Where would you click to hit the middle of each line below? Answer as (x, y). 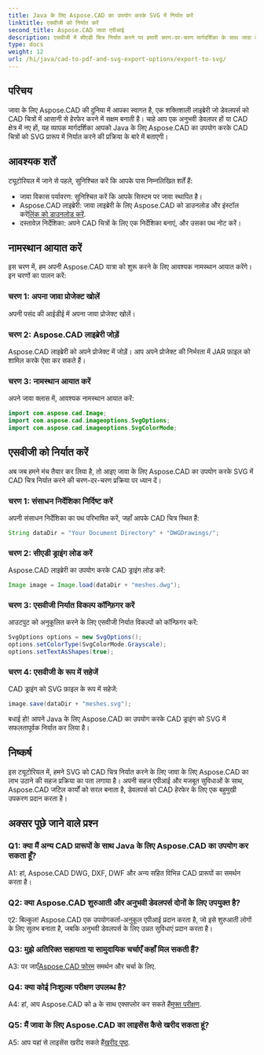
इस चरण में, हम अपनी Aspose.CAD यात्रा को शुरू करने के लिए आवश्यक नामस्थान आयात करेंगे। (130, 267)
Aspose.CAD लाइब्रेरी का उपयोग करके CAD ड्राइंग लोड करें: (87, 570)
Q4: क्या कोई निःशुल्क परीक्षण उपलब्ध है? (67, 987)
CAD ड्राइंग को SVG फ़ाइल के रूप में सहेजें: (63, 689)
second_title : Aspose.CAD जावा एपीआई (66, 30)
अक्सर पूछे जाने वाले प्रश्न (53, 824)
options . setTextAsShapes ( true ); (61, 652)
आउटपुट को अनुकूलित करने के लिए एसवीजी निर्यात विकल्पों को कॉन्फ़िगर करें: (103, 622)
